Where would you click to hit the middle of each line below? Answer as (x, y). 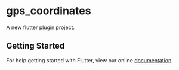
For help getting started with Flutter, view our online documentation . (89, 60)
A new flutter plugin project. (41, 27)
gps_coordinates (49, 11)
